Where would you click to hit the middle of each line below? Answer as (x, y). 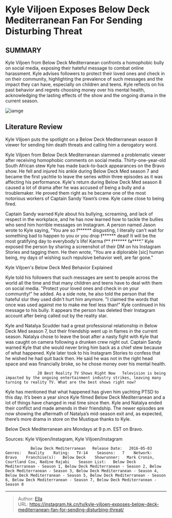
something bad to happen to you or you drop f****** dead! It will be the (81, 235)
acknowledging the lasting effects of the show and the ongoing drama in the (86, 95)
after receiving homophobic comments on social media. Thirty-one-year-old (86, 160)
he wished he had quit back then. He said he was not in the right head (79, 358)
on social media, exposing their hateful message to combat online (75, 68)
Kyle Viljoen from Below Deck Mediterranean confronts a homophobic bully (85, 62)
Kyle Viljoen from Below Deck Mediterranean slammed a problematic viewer (85, 155)
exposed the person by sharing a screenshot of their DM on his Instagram (83, 246)
